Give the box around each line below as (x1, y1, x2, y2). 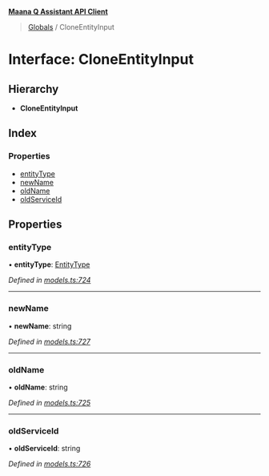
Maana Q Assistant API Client (8, 7, 108, 16)
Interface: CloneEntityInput (8, 50, 195, 69)
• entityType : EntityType (8, 260, 90, 269)
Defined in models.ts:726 (8, 459, 91, 469)
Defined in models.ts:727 (8, 337, 90, 346)
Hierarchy (8, 82, 59, 95)
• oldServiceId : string (8, 444, 81, 454)
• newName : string (8, 321, 72, 331)
